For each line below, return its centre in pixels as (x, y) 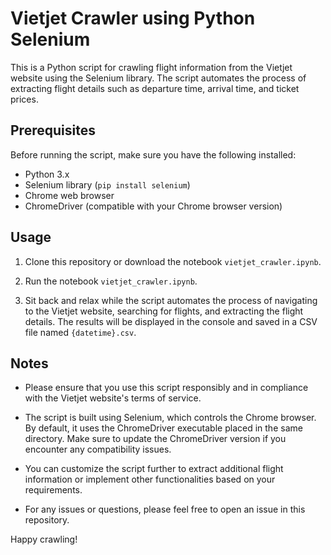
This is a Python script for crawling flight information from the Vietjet (151, 67)
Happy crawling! (44, 539)
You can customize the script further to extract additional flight (154, 469)
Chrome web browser (69, 195)
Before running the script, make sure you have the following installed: (153, 154)
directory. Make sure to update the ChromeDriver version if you (155, 439)
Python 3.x (47, 174)
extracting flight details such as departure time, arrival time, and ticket (155, 88)
